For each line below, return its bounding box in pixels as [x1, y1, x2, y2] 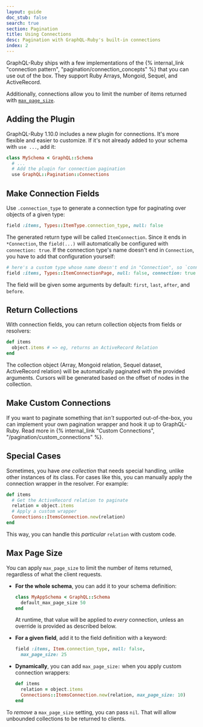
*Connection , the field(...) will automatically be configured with [6, 240, 169, 247]
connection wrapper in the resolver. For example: [6, 480, 129, 487]
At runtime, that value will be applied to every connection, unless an [14, 616, 184, 624]
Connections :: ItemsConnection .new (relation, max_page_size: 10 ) [21, 692, 186, 698]
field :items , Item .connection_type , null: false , [14, 646, 146, 652]
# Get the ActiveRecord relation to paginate [11, 497, 129, 503]
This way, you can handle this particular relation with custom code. [6, 530, 176, 538]
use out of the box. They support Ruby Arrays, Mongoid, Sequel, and [6, 72, 178, 79]
